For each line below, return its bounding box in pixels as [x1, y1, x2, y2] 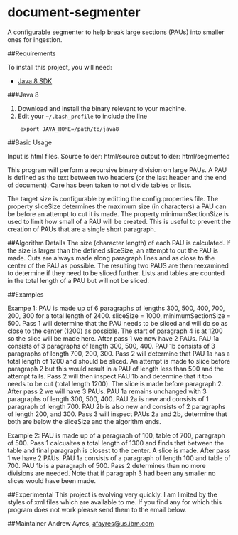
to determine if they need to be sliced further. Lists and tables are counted [7, 268, 225, 277]
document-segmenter [7, 4, 141, 21]
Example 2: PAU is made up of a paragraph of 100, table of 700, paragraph [7, 431, 226, 440]
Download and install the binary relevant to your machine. [17, 104, 187, 112]
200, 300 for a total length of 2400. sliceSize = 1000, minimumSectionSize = [7, 311, 231, 320]
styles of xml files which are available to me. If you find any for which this [7, 497, 222, 506]
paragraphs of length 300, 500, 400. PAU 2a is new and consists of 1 [7, 394, 209, 403]
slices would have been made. [7, 476, 97, 484]
